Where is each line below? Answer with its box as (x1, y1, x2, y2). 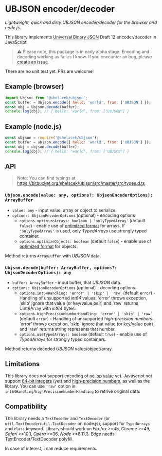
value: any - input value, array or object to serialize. (12, 207, 117, 213)
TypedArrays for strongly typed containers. (19, 336, 107, 342)
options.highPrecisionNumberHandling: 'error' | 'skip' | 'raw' (19, 311, 153, 316)
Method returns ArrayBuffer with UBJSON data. (5, 253, 101, 259)
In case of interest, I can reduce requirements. (5, 445, 98, 451)
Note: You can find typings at (17, 175, 76, 181)
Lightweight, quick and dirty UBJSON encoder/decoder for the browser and (5, 19, 157, 25)
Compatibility (5, 403, 47, 411)
